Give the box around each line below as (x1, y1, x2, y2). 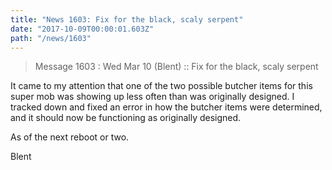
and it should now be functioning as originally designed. (10, 112, 242, 124)
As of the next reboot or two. (10, 131, 130, 143)
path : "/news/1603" (10, 33, 92, 43)
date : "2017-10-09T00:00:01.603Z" (10, 24, 155, 34)
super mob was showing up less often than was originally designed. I (10, 91, 295, 103)
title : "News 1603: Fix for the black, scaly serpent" (10, 14, 244, 25)
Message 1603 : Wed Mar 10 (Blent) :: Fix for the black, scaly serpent (34, 61, 319, 73)
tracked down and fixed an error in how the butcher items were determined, (10, 101, 323, 113)
